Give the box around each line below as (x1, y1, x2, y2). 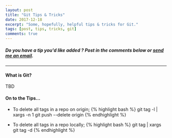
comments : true (5, 31, 38, 36)
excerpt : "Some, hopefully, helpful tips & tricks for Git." (5, 21, 139, 27)
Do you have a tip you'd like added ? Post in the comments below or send (5, 47, 164, 53)
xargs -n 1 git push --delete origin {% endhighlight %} (12, 112, 126, 118)
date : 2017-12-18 (5, 17, 42, 22)
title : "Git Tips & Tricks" (5, 12, 66, 17)
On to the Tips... (5, 95, 41, 101)
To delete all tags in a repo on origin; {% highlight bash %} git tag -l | (12, 106, 158, 112)
